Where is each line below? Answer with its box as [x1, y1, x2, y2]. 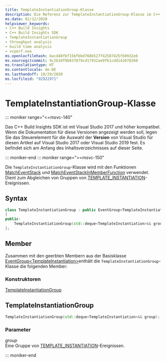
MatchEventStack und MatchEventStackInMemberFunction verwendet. [5, 169, 150, 175]
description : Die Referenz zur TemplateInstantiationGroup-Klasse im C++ [5, 12, 161, 17]
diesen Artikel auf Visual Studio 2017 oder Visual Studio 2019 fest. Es [5, 139, 145, 145]
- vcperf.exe [5, 49, 32, 54]
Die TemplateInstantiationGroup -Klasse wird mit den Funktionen [5, 164, 137, 170]
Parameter [5, 326, 31, 333]
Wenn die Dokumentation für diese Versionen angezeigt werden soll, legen [5, 129, 157, 135]
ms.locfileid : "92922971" [5, 76, 58, 81]
